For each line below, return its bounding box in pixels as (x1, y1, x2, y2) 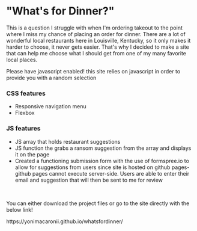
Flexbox (14, 109, 35, 117)
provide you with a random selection (6, 74, 97, 81)
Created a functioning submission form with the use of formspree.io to (14, 157, 189, 164)
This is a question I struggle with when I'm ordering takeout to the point (6, 24, 183, 31)
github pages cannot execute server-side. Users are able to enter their (14, 170, 190, 177)
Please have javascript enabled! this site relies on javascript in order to (6, 67, 181, 75)
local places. (6, 56, 38, 63)
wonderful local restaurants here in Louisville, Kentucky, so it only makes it (6, 37, 191, 44)
